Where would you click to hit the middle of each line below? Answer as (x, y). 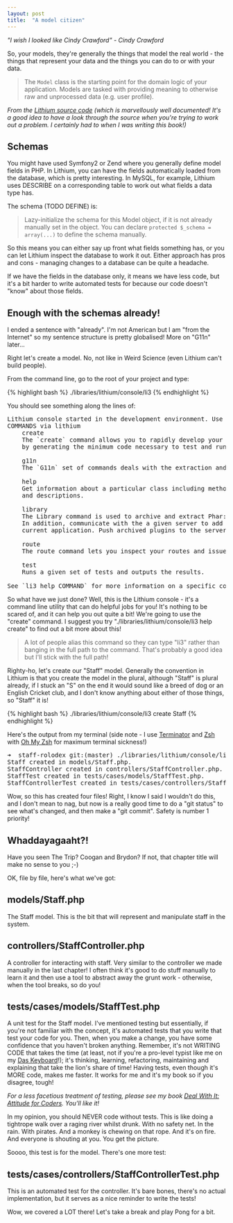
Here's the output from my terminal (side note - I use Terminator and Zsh (111, 735)
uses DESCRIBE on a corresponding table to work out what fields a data (110, 186)
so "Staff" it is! (28, 701)
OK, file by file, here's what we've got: (62, 878)
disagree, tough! (31, 1082)
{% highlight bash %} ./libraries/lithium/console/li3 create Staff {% (102, 714)
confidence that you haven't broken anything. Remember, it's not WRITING (114, 1046)
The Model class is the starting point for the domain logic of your (115, 81)
